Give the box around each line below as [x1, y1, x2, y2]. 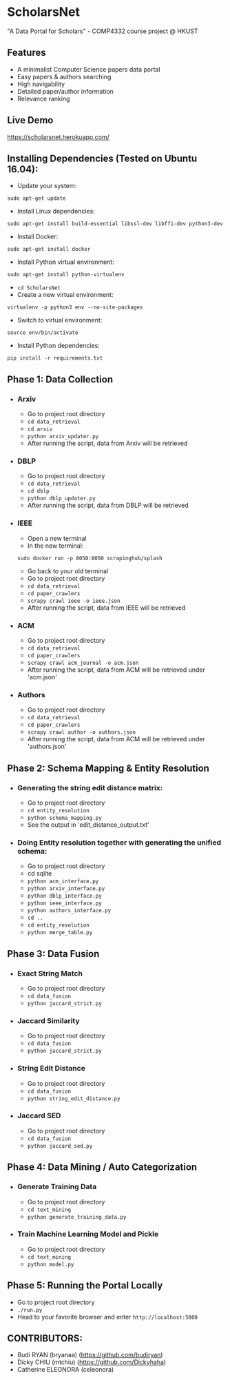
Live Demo [7, 114, 54, 126]
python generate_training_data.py [27, 1213, 127, 1220]
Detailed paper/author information [17, 87, 114, 95]
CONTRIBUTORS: [7, 1332, 83, 1344]
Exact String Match [17, 969, 83, 978]
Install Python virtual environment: [17, 258, 115, 266]
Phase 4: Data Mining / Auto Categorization [7, 1162, 198, 1173]
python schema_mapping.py [27, 814, 102, 821]
